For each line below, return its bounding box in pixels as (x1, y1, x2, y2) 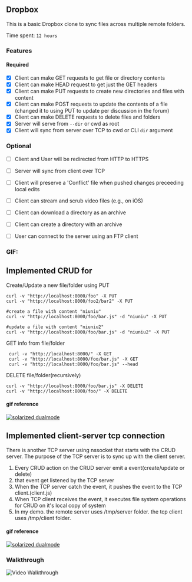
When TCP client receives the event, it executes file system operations (14, 495, 187, 502)
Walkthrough (6, 555, 44, 564)
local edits (14, 185, 40, 192)
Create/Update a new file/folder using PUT (6, 282, 110, 289)
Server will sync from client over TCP (14, 167, 105, 174)
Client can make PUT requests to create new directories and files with (14, 88, 184, 95)
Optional (6, 142, 31, 150)
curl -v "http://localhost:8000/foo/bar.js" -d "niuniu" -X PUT (6, 313, 167, 319)
